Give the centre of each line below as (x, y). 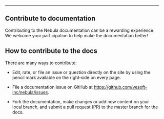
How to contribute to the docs (51, 51)
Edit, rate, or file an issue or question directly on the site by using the (81, 72)
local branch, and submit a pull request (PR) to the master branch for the (85, 107)
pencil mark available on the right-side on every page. (66, 77)
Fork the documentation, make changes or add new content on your (81, 101)
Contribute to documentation (50, 18)
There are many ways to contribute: (41, 63)
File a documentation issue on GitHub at (52, 87)
